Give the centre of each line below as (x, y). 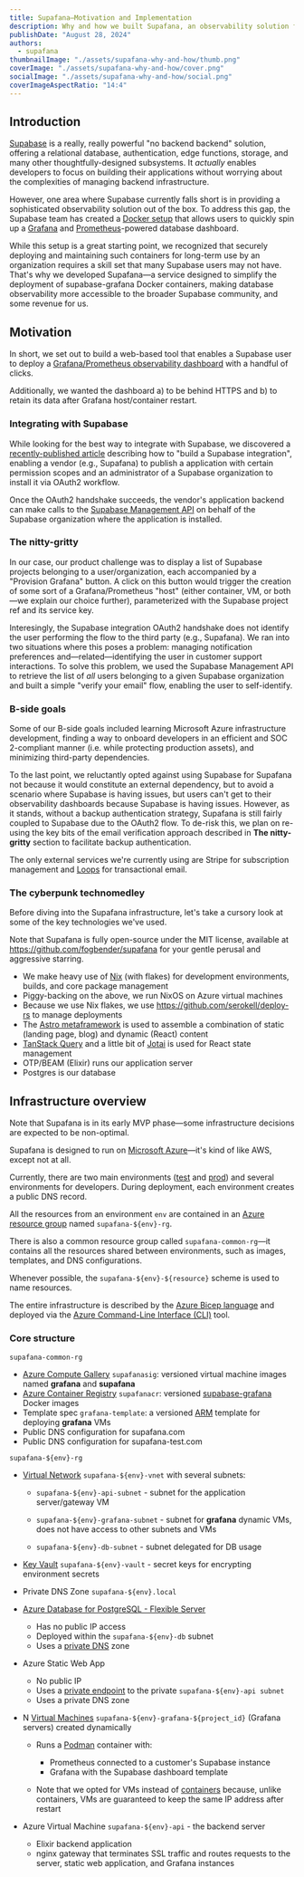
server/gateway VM (73, 1502)
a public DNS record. (48, 1197)
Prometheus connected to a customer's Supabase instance (160, 1762)
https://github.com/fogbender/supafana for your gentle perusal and (135, 949)
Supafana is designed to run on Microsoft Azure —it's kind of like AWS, (141, 1150)
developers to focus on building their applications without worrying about (146, 172)
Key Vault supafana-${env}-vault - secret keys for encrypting (137, 1564)
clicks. (21, 373)
